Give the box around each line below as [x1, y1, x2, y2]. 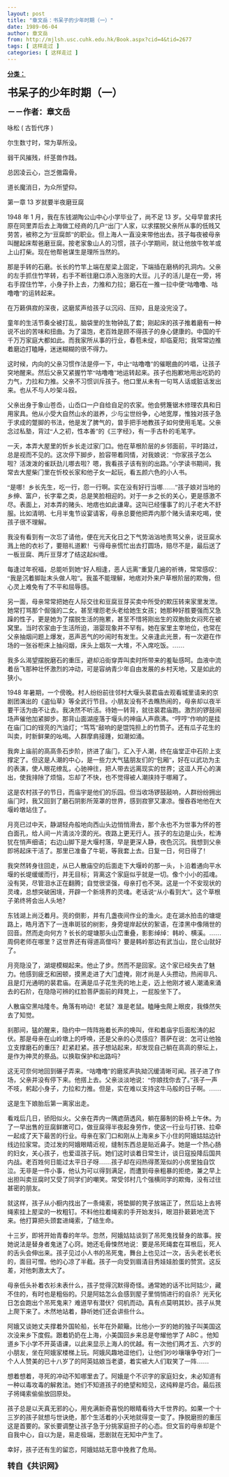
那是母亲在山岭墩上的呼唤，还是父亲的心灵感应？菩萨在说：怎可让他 [19, 1035, 215, 1043]
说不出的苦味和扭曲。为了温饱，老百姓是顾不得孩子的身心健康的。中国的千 [7, 328, 221, 336]
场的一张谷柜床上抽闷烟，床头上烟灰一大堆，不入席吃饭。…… [7, 641, 185, 649]
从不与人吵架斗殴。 [25, 386, 81, 394]
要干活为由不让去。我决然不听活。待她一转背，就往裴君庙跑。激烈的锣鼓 [7, 706, 215, 714]
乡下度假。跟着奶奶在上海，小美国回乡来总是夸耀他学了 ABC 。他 [25, 1330, 213, 1339]
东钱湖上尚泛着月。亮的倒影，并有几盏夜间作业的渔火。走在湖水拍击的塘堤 [7, 912, 221, 920]
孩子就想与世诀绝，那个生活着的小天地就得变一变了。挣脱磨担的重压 [25, 1413, 221, 1421]
